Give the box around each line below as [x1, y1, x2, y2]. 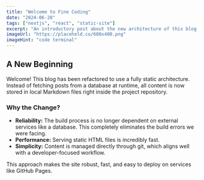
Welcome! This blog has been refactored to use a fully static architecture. [6, 75, 190, 82]
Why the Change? [6, 103, 61, 112]
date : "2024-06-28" [6, 14, 56, 21]
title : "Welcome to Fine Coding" [6, 8, 91, 15]
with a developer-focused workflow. [15, 149, 106, 156]
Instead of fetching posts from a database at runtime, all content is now [6, 82, 185, 89]
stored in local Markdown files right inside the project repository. [6, 88, 168, 95]
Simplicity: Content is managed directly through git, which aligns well [15, 143, 190, 150]
